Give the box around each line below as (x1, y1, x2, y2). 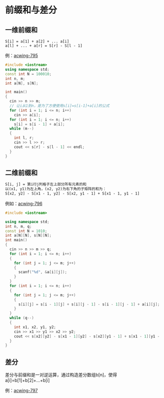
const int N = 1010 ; (5, 229, 48, 233)
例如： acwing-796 (5, 200, 43, 206)
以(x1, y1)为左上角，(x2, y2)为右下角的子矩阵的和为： (5, 187, 107, 192)
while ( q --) (9, 316, 34, 321)
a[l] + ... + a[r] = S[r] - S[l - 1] (5, 43, 83, 48)
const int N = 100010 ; (5, 71, 52, 76)
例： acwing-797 (5, 388, 38, 394)
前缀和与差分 (5, 4, 58, 16)
